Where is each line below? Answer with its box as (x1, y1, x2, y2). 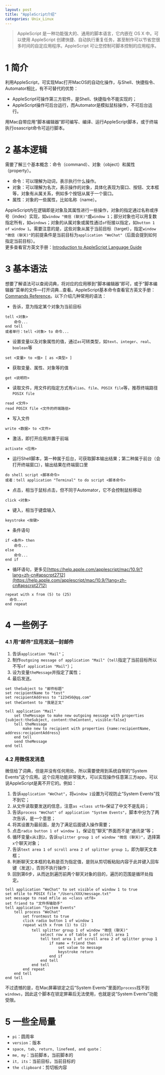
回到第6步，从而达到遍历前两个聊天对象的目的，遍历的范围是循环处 (12, 871, 149, 877)
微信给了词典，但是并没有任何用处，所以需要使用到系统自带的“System (5, 768, 148, 774)
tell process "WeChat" (14, 909, 61, 914)
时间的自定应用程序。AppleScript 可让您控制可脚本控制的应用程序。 (21, 43, 159, 49)
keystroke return (58, 949, 94, 954)
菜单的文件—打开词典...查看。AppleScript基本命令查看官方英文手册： (15, 287, 156, 293)
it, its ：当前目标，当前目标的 (12, 1058, 75, 1064)
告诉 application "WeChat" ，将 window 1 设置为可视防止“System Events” (12, 790, 156, 796)
